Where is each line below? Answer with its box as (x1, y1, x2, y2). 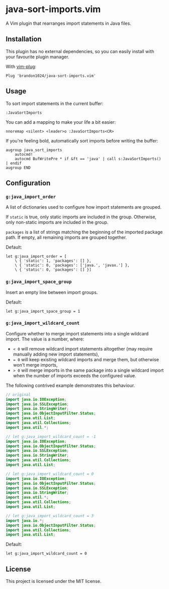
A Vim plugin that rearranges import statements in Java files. (6, 20, 131, 26)
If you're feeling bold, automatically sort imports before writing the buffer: (6, 137, 158, 143)
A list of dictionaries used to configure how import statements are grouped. (6, 204, 161, 210)
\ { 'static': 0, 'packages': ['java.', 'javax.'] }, (15, 263, 130, 268)
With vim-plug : (6, 63, 37, 69)
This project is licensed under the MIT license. (6, 578, 102, 584)
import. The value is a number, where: (6, 336, 84, 342)
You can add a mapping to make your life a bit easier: (6, 119, 116, 125)
